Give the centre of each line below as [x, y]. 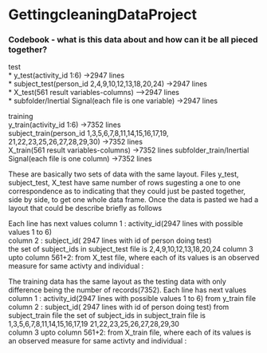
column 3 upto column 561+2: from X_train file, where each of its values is [130, 332]
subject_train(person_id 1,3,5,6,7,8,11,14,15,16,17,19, [88, 133]
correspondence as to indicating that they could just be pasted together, [127, 191]
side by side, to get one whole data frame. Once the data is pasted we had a [133, 200]
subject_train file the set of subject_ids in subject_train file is [107, 315]
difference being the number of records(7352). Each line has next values [128, 290]
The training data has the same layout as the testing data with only [118, 282]
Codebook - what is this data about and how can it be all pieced [133, 40]
